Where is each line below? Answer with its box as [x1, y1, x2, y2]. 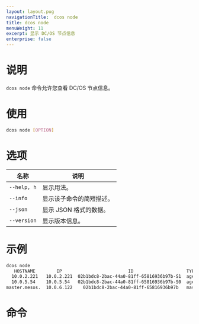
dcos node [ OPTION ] [6, 127, 54, 133]
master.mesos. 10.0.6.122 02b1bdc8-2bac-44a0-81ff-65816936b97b [6, 285, 179, 291]
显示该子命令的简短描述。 [42, 194, 114, 203]
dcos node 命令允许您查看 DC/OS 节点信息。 [6, 84, 114, 91]
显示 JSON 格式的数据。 [42, 206, 110, 214]
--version [9, 217, 37, 224]
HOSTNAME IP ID [14, 268, 134, 274]
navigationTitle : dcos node [6, 14, 78, 20]
